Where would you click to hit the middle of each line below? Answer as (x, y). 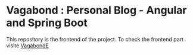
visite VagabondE (28, 46)
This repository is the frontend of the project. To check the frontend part (95, 39)
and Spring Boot (47, 23)
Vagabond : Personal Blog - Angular (96, 10)
